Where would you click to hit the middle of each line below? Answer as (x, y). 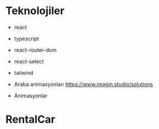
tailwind (24, 72)
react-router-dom (35, 50)
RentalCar (30, 120)
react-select (29, 61)
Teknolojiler (35, 11)
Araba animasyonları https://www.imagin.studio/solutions (84, 84)
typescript (26, 38)
